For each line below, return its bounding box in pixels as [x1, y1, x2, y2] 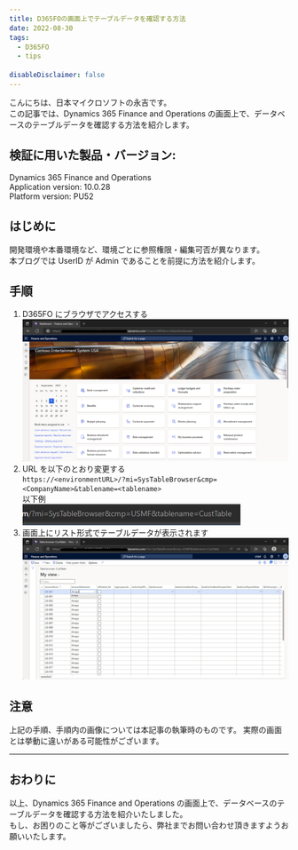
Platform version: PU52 [9, 191, 94, 202]
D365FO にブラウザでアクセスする [21, 309, 148, 320]
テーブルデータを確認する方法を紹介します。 [32, 119, 195, 130]
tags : [9, 33, 29, 42]
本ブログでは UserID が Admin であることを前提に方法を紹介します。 [9, 255, 260, 266]
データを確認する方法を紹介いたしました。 [32, 808, 188, 819]
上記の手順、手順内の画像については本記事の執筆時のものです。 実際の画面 [9, 724, 282, 735]
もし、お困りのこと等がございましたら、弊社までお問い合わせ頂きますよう [9, 820, 281, 830]
